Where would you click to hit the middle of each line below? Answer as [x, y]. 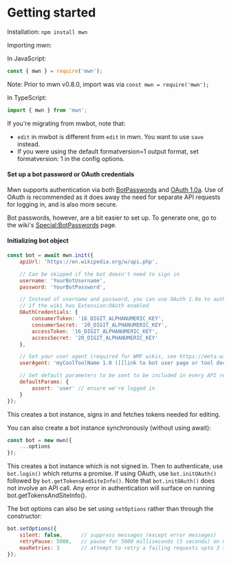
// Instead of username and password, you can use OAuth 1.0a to [115, 300]
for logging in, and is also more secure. [63, 204]
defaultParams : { [44, 382]
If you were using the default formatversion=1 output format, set [108, 151]
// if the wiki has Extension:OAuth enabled [84, 306]
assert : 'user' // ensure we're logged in [93, 388]
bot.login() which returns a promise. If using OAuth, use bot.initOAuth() [112, 474]
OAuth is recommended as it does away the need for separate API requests [114, 197]
